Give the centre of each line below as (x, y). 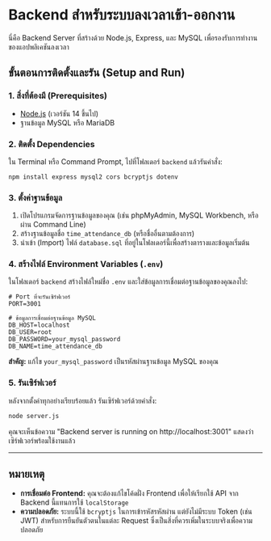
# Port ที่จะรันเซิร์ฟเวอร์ (40, 297)
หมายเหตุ (27, 473)
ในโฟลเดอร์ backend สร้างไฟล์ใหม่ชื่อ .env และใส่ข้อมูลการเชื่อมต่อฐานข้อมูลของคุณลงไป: (128, 281)
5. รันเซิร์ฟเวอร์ (32, 383)
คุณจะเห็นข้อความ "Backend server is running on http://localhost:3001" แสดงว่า (131, 431)
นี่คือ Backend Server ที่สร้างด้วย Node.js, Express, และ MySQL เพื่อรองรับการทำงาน (133, 37)
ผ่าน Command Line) (53, 225)
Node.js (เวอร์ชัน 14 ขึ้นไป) (59, 113)
